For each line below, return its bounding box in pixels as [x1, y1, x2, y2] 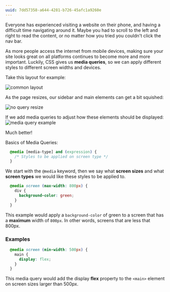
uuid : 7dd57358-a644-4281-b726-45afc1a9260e [5, 7, 102, 13]
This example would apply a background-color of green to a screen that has [5, 211, 164, 218]
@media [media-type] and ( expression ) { [10, 149, 97, 154]
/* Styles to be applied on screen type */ [14, 154, 109, 159]
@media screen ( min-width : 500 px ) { [10, 247, 88, 252]
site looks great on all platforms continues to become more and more [5, 53, 151, 60]
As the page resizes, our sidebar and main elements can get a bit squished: [5, 94, 164, 100]
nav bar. [5, 38, 22, 44]
